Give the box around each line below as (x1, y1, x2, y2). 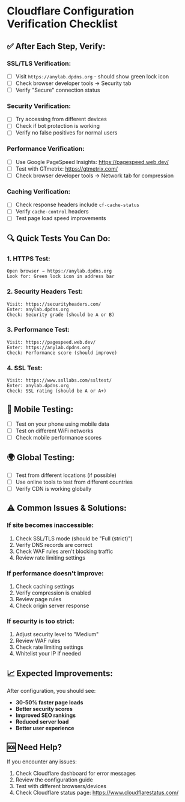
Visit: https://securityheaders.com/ (7, 301, 102, 307)
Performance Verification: (7, 145, 85, 153)
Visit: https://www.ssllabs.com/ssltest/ (7, 377, 112, 384)
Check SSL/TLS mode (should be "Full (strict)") (15, 535, 133, 542)
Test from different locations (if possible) (15, 472, 117, 479)
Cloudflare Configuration (7, 4, 135, 18)
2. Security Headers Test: (7, 288, 83, 296)
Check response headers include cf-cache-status (15, 201, 140, 209)
